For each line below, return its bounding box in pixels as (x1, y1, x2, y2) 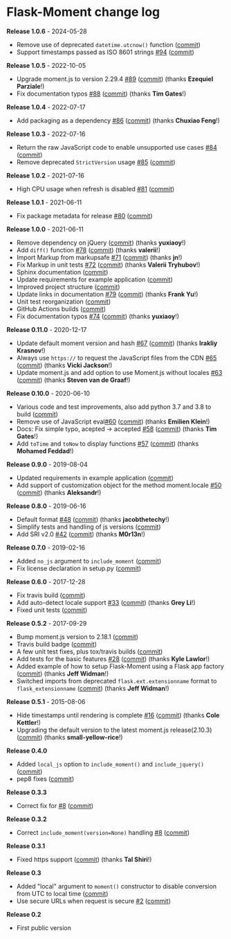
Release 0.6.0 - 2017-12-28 (6, 577, 86, 586)
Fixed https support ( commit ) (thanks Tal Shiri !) (16, 855, 152, 863)
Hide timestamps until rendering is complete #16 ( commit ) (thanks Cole (16, 711, 220, 719)
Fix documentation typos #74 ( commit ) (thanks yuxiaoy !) (16, 312, 180, 320)
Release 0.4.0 (6, 746, 48, 755)
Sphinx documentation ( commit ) (16, 267, 109, 276)
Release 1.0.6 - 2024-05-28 (6, 27, 87, 35)
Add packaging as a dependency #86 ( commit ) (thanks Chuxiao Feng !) (16, 116, 221, 125)
